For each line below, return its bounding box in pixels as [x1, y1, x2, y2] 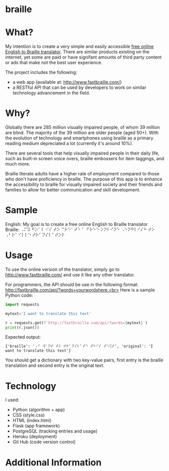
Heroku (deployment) [12, 434, 57, 440]
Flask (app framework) [12, 423, 60, 429]
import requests [5, 302, 39, 307]
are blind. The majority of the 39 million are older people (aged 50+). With [5, 130, 159, 136]
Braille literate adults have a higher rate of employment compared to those [5, 171, 160, 177]
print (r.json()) [5, 325, 39, 330]
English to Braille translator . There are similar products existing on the [5, 49, 150, 55]
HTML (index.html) [12, 417, 52, 423]
